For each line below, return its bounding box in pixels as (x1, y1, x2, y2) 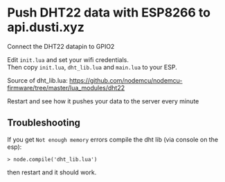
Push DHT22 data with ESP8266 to (7, 5, 211, 21)
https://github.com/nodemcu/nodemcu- (69, 76, 183, 84)
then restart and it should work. (7, 168, 97, 176)
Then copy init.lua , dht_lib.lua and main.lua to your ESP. (7, 63, 178, 71)
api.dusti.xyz (7, 19, 84, 35)
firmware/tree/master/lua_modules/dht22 (7, 83, 125, 92)
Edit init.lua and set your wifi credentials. (7, 55, 129, 63)
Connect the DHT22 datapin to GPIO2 (7, 42, 115, 50)
